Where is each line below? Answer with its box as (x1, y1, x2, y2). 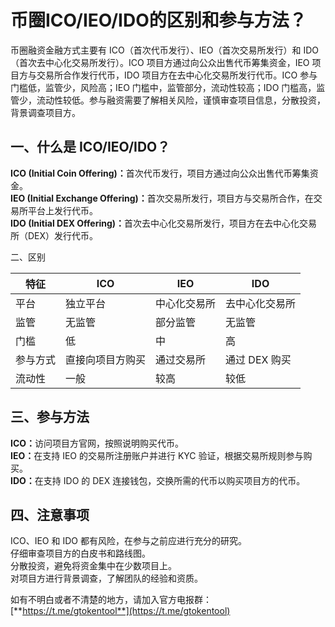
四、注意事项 (10, 506, 90, 523)
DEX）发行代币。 (27, 229, 99, 241)
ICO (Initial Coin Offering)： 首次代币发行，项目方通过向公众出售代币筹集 (10, 167, 310, 179)
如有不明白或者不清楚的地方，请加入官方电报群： (10, 594, 212, 606)
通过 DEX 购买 (225, 352, 292, 366)
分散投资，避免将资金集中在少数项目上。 (10, 560, 177, 572)
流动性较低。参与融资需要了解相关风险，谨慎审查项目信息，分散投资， (36, 94, 326, 106)
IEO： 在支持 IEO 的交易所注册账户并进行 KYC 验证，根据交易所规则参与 (10, 449, 304, 461)
